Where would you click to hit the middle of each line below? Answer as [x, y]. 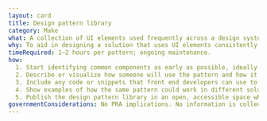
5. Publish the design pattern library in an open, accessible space [133, 97]
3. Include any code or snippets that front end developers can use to [137, 82]
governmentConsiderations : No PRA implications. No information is [122, 104]
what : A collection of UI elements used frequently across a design [124, 38]
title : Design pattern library [60, 23]
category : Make [33, 30]
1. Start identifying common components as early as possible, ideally [137, 68]
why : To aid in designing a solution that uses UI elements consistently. [135, 45]
